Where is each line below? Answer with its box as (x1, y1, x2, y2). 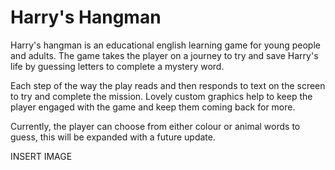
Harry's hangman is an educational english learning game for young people (10, 39, 321, 51)
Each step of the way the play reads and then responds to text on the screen (10, 79, 326, 91)
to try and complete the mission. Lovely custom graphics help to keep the (10, 90, 313, 102)
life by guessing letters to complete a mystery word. (10, 60, 225, 72)
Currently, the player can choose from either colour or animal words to (10, 120, 301, 132)
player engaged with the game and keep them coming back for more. (10, 101, 296, 113)
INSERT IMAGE (10, 150, 73, 162)
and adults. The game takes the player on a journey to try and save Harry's (10, 49, 319, 61)
